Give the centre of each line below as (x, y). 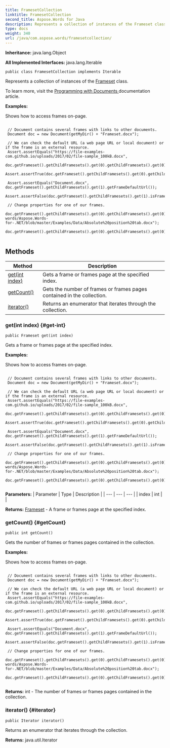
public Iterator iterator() (35, 721)
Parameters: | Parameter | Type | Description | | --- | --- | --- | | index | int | (84, 494)
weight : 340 (18, 33)
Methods (20, 252)
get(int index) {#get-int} (35, 325)
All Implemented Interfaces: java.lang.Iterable (54, 62)
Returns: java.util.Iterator (31, 740)
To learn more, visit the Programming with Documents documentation (78, 91)
